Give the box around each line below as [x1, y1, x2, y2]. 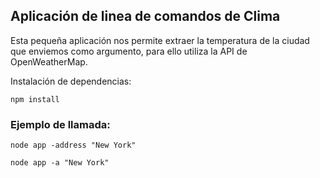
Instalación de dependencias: [10, 75, 132, 87]
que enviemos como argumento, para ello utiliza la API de [10, 45, 248, 57]
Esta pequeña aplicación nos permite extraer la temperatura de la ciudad [10, 34, 310, 46]
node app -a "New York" [10, 158, 110, 168]
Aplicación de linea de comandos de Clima [10, 8, 281, 25]
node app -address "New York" [10, 140, 137, 151]
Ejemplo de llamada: [10, 117, 111, 131]
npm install [10, 94, 60, 104]
